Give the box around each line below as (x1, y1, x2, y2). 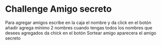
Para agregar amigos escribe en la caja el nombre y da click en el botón (5, 20, 152, 25)
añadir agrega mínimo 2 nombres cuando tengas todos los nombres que (5, 24, 153, 30)
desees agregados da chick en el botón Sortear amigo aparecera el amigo (5, 30, 157, 36)
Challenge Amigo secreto (5, 3, 112, 15)
